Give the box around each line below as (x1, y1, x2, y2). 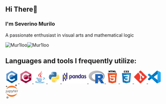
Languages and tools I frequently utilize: (5, 57, 137, 65)
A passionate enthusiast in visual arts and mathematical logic (5, 32, 134, 38)
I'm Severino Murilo (5, 20, 55, 28)
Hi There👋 (5, 5, 38, 14)
